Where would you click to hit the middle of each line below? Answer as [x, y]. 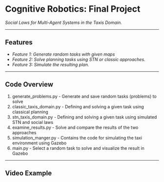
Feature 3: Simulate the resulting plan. [51, 64]
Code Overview [29, 85]
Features [19, 42]
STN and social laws [33, 122]
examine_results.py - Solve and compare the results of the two [75, 127]
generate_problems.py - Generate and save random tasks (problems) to [84, 96]
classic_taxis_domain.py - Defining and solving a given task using [78, 106]
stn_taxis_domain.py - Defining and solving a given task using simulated [84, 117]
